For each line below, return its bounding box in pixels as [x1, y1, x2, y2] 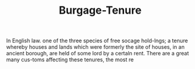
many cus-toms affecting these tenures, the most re [6, 56, 134, 63]
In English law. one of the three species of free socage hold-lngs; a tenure [6, 37, 188, 45]
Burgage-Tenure [58, 4, 142, 17]
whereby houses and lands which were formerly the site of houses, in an [6, 43, 185, 51]
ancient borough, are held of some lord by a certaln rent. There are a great [6, 50, 189, 57]
